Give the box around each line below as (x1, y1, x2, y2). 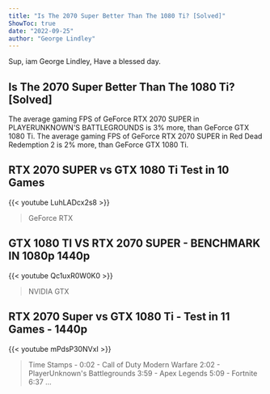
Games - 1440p (8, 323, 88, 337)
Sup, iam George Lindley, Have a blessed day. (8, 57, 162, 66)
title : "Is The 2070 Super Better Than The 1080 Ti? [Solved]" (8, 11, 226, 20)
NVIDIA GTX (27, 286, 70, 296)
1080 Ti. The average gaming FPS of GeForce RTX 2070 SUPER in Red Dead (8, 131, 263, 142)
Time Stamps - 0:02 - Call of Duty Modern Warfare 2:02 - (27, 359, 221, 369)
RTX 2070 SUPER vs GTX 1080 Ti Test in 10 (8, 163, 230, 177)
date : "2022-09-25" (8, 27, 74, 35)
